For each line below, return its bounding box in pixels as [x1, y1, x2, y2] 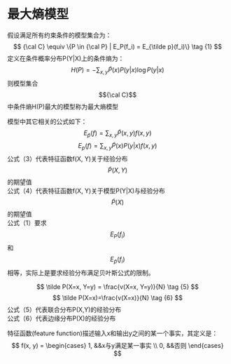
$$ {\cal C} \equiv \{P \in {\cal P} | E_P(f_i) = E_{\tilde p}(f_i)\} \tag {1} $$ [13, 42, 223, 50]
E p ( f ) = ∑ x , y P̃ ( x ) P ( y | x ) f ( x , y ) [78, 141, 157, 151]
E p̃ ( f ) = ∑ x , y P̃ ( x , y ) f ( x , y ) [83, 128, 152, 139]
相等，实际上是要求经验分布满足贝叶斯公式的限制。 [7, 268, 155, 277]
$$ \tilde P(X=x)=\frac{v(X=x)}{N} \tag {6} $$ [52, 293, 183, 302]
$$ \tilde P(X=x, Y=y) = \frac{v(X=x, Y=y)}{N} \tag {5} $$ [36, 282, 199, 291]
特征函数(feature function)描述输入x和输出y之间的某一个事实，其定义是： [7, 329, 218, 337]
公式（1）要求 [7, 219, 47, 227]
